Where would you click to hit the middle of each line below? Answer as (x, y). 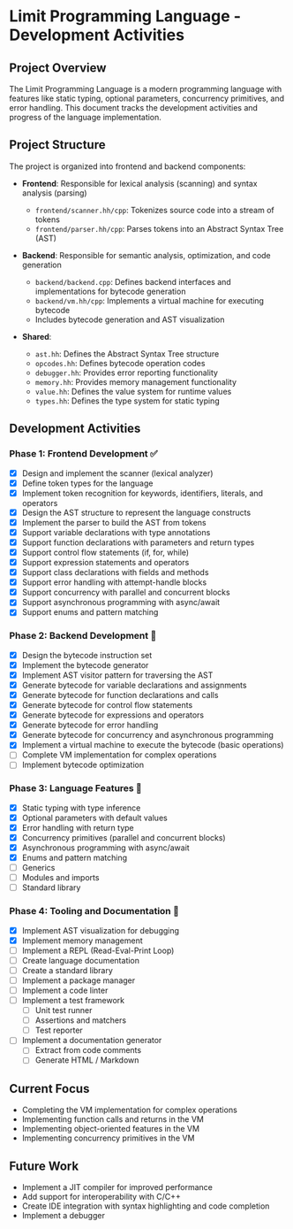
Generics (38, 868)
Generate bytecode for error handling (90, 725)
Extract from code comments (88, 1050)
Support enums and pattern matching (90, 612)
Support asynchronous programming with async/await (121, 603)
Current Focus (49, 1089)
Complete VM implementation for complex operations (119, 755)
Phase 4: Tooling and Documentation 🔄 (94, 911)
